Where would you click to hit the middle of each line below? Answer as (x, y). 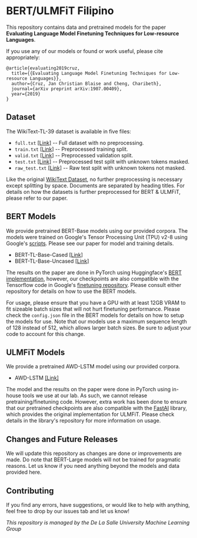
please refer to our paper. (37, 198)
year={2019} (26, 94)
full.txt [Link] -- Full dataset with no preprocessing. (79, 143)
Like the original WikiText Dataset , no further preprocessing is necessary (94, 179)
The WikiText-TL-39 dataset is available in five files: (69, 131)
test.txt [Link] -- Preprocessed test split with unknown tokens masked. (102, 161)
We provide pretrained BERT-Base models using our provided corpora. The (97, 230)
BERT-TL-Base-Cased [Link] (49, 255)
